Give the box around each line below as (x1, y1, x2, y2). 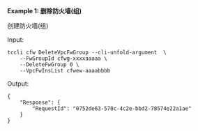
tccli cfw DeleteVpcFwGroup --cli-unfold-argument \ (7, 49, 167, 56)
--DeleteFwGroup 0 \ (20, 61, 79, 68)
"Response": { (20, 99, 61, 106)
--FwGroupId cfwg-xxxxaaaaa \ (20, 55, 108, 62)
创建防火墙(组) (7, 22, 49, 30)
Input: (7, 36, 24, 44)
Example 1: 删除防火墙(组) (7, 7, 82, 15)
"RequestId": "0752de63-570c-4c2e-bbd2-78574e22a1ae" (32, 105, 192, 112)
